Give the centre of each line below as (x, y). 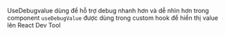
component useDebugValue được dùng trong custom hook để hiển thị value (113, 18)
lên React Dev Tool (34, 25)
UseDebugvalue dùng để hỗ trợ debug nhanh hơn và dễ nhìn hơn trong (108, 11)
